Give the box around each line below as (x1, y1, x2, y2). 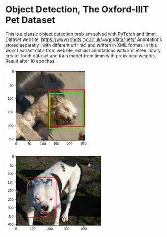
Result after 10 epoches (5, 58, 55, 64)
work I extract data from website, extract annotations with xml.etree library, (5, 47, 162, 53)
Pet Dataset (5, 14, 56, 26)
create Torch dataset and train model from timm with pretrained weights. (5, 52, 157, 59)
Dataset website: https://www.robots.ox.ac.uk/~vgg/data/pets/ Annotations (5, 36, 162, 43)
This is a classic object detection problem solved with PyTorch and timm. (5, 31, 157, 37)
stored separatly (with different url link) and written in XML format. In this (5, 42, 157, 48)
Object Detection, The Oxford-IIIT (5, 4, 149, 15)
